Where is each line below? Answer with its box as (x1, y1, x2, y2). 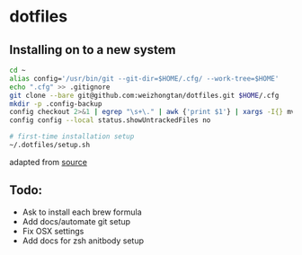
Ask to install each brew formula (22, 207, 142, 217)
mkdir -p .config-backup (9, 99, 102, 109)
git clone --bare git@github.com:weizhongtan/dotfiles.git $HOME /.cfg (9, 91, 280, 100)
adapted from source (9, 156, 88, 167)
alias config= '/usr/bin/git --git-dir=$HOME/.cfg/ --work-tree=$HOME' (9, 74, 280, 83)
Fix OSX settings (22, 225, 84, 236)
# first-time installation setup (9, 132, 135, 141)
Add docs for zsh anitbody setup (22, 235, 145, 246)
